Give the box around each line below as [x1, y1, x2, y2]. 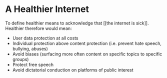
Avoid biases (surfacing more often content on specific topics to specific [12, 51, 162, 57]
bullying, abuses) [12, 45, 48, 51]
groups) [12, 56, 29, 62]
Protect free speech [12, 61, 54, 67]
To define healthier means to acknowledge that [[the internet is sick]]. [5, 20, 149, 26]
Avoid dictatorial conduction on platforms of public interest [12, 66, 133, 73]
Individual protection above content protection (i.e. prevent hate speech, [12, 40, 161, 46]
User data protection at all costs [12, 35, 78, 41]
